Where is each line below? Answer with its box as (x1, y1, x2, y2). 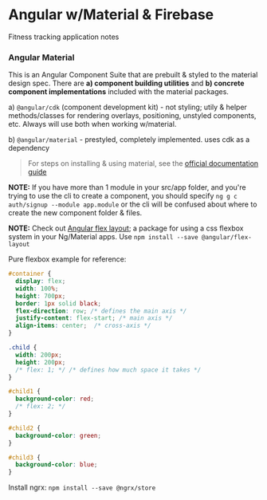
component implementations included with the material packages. (8, 87, 230, 96)
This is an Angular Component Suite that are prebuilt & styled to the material (8, 70, 258, 80)
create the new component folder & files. (8, 208, 143, 218)
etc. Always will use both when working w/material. (8, 120, 177, 129)
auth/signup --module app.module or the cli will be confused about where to (8, 199, 257, 209)
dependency (8, 144, 50, 153)
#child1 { (8, 388, 41, 396)
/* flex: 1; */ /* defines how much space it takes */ (15, 365, 202, 374)
